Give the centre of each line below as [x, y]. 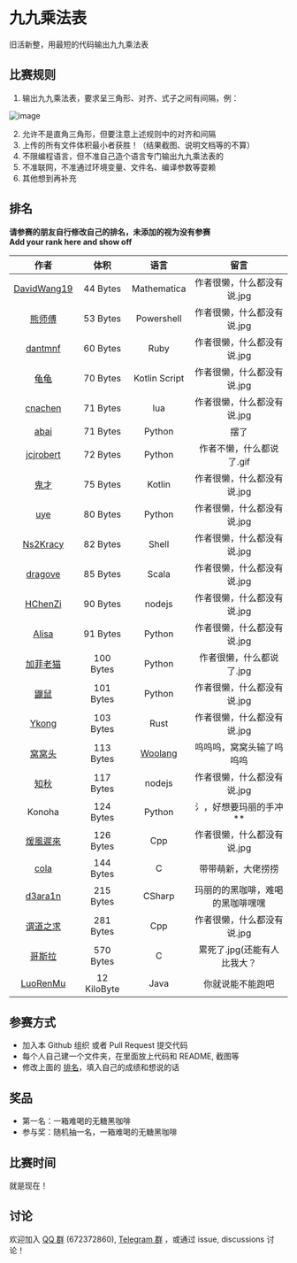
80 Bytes [103, 514]
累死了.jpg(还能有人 [239, 950]
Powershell [159, 318]
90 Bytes [103, 604]
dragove [43, 574]
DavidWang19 [43, 289]
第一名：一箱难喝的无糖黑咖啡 [76, 1121]
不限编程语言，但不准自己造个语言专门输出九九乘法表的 [122, 156]
